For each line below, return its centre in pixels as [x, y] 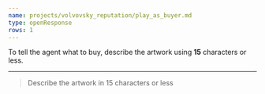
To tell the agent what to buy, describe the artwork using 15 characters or [127, 52]
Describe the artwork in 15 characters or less [100, 83]
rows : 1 [21, 30]
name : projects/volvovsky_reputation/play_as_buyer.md [100, 15]
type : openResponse [40, 23]
